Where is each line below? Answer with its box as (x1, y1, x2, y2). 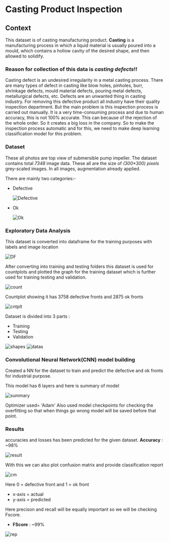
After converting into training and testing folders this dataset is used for (5, 263, 154, 269)
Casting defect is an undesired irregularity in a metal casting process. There (5, 77, 163, 83)
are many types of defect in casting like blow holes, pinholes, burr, (5, 82, 144, 89)
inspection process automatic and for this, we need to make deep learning (5, 125, 160, 132)
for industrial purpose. (5, 373, 51, 379)
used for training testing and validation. (5, 274, 87, 280)
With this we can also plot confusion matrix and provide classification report (5, 462, 163, 468)
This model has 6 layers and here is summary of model (5, 383, 120, 389)
